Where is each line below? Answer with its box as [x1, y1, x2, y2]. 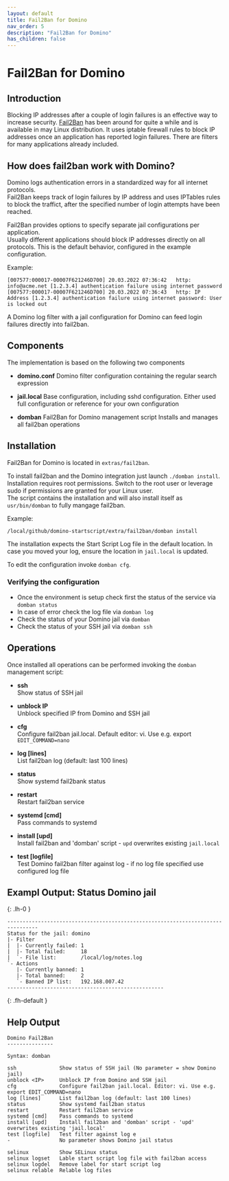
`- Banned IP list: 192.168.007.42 [16, 978, 125, 986]
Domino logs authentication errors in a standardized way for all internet [7, 178, 208, 186]
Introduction [7, 92, 62, 104]
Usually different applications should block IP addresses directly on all [7, 235, 206, 243]
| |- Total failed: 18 [7, 949, 88, 955]
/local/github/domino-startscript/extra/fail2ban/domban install [7, 528, 197, 534]
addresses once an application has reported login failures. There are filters [7, 133, 218, 141]
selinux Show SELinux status [7, 1149, 118, 1156]
